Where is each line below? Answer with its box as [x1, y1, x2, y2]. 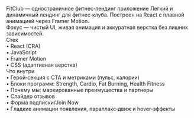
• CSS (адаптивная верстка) [6, 61, 78, 68]
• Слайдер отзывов [6, 93, 55, 100]
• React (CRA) [6, 42, 41, 50]
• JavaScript [6, 49, 37, 55]
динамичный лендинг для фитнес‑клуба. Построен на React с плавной [6, 11, 185, 18]
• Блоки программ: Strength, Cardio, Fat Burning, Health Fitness [6, 80, 165, 87]
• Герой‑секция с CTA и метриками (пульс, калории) [6, 74, 140, 81]
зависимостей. [6, 30, 44, 37]
